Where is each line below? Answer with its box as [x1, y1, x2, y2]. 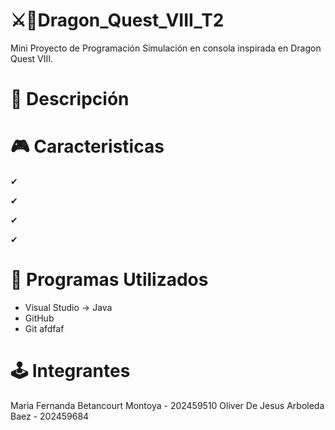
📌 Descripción [10, 88, 130, 111]
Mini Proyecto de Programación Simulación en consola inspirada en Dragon [10, 42, 322, 54]
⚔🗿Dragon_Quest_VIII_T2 [10, 9, 225, 32]
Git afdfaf [24, 323, 65, 334]
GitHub [24, 312, 55, 324]
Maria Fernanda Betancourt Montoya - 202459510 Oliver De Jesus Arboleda [10, 399, 325, 411]
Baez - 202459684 [10, 410, 90, 422]
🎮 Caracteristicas [10, 135, 165, 158]
